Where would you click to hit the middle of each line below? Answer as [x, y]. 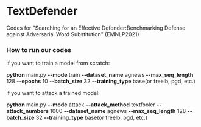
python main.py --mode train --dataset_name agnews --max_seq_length [100, 75]
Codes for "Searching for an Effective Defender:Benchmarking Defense [96, 28]
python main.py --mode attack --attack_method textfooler [81, 105]
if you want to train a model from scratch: [58, 63]
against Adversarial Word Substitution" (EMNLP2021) [73, 34]
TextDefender [42, 11]
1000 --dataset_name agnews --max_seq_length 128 [118, 111]
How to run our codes [39, 50]
